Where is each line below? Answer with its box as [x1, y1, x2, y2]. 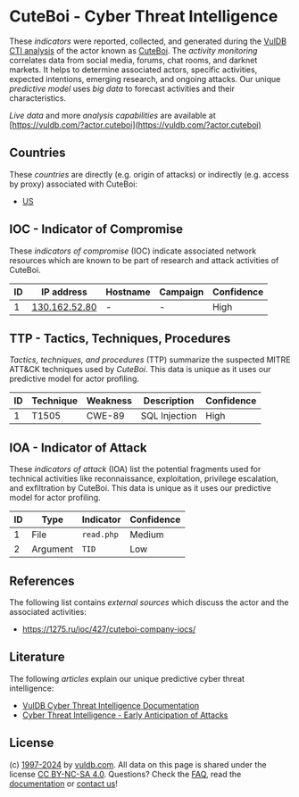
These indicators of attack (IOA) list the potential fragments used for [9, 464, 262, 475]
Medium [129, 528, 164, 541]
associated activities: [9, 607, 87, 617]
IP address [41, 286, 87, 298]
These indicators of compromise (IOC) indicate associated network [9, 245, 257, 256]
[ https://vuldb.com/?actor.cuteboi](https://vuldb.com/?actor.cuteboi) [9, 119, 262, 130]
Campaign [159, 286, 204, 298]
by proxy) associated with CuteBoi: [9, 178, 138, 189]
